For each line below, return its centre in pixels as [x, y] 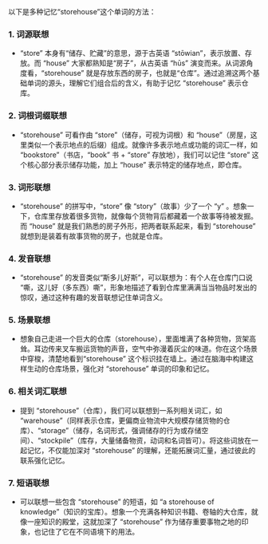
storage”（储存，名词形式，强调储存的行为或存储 [121, 430]
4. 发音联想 [30, 258]
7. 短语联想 [29, 483]
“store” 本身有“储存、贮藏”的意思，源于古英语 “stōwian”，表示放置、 [132, 53]
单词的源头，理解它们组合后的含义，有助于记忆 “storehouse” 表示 [134, 83]
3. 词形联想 [30, 187]
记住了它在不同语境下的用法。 [90, 532]
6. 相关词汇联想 [38, 392]
